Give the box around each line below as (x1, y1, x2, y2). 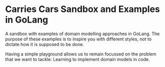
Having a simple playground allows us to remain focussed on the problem (5, 51, 156, 57)
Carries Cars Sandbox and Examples (5, 3, 160, 15)
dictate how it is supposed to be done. (5, 41, 84, 47)
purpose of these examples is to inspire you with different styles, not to (5, 36, 152, 42)
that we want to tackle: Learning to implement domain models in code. (5, 56, 150, 62)
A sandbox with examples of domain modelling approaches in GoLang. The (5, 30, 160, 36)
